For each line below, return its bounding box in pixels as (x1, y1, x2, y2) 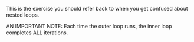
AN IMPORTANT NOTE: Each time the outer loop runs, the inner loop (6, 23, 172, 30)
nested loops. (6, 11, 40, 18)
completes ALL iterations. (6, 29, 68, 36)
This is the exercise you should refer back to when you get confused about (6, 5, 189, 12)
